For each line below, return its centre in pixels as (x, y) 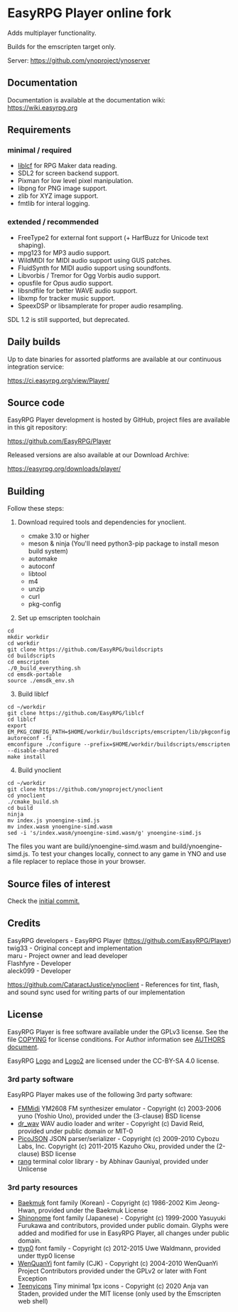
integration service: (36, 366)
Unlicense (32, 1169)
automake (43, 559)
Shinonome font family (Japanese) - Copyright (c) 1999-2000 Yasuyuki (121, 1218)
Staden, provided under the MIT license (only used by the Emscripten (119, 1293)
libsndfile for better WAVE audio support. (77, 291)
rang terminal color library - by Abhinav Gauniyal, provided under (113, 1161)
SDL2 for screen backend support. (68, 173)
